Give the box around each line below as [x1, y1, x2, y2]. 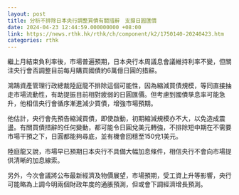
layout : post [7, 10, 46, 18]
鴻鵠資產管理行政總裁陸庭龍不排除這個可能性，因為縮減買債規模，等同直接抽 [7, 81, 232, 90]
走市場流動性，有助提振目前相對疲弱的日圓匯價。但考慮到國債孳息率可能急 [7, 90, 225, 99]
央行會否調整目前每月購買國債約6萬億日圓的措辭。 [13, 66, 161, 75]
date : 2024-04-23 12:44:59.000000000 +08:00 [7, 23, 142, 31]
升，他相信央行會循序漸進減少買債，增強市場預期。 [7, 99, 157, 107]
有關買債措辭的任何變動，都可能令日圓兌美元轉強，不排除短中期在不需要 [19, 123, 232, 132]
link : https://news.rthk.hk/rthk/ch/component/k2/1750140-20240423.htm [7, 30, 224, 38]
